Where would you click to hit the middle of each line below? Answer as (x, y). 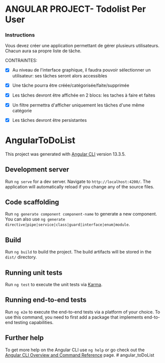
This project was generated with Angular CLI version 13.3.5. (66, 154)
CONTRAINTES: (21, 61)
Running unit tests (34, 272)
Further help (25, 338)
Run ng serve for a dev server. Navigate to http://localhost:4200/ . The (78, 181)
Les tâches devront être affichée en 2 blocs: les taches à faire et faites (84, 95)
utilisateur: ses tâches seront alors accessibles (60, 75)
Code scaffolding (32, 202)
